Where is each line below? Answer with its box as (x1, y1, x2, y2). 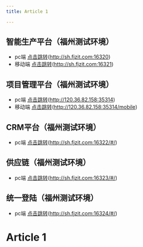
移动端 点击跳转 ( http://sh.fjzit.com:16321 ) (14, 61, 114, 68)
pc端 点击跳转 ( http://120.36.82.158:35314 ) (14, 96, 116, 103)
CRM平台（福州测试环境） (6, 122, 101, 132)
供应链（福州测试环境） (6, 157, 90, 167)
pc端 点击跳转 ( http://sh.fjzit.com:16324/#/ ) (14, 210, 118, 217)
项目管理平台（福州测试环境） (6, 80, 114, 90)
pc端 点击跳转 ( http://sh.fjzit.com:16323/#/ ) (14, 174, 118, 181)
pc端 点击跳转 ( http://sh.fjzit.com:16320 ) (14, 53, 111, 60)
